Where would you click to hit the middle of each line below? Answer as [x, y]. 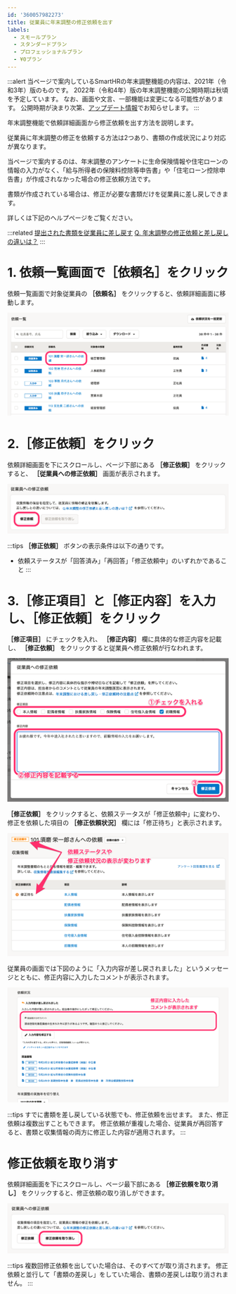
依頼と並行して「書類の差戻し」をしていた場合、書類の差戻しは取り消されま [118, 1274]
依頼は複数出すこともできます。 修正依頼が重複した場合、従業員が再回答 [112, 1124]
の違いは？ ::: [26, 241]
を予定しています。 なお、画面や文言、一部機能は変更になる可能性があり [112, 99]
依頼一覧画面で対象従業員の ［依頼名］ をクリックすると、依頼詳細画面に [113, 293]
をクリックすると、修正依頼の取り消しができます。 [94, 1193]
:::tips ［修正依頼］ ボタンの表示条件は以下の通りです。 [87, 546]
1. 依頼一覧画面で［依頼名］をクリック [118, 273]
